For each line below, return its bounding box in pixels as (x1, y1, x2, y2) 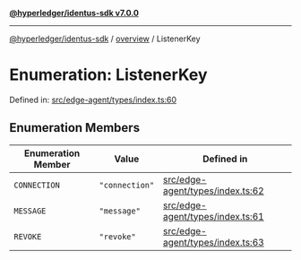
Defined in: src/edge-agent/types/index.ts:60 (9, 94, 177, 105)
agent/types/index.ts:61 (162, 210, 264, 222)
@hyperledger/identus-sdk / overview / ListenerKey (9, 33, 201, 44)
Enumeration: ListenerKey (9, 65, 208, 85)
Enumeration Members (9, 120, 141, 135)
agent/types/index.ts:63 (162, 236, 264, 248)
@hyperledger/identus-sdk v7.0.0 (9, 8, 139, 18)
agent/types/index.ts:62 (162, 184, 264, 196)
